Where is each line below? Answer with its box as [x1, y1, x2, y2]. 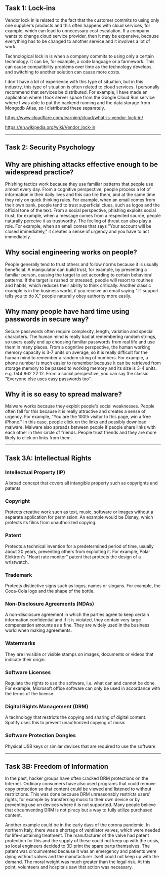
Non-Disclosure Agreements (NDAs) [5, 600, 94, 607]
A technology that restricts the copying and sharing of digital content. [5, 714, 147, 720]
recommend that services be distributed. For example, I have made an [5, 89, 148, 95]
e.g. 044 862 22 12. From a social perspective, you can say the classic [5, 370, 149, 376]
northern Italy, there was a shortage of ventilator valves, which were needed [5, 827, 161, 833]
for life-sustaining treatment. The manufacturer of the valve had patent [5, 832, 149, 838]
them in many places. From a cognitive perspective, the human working [5, 344, 151, 350]
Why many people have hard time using [5, 307, 129, 316]
